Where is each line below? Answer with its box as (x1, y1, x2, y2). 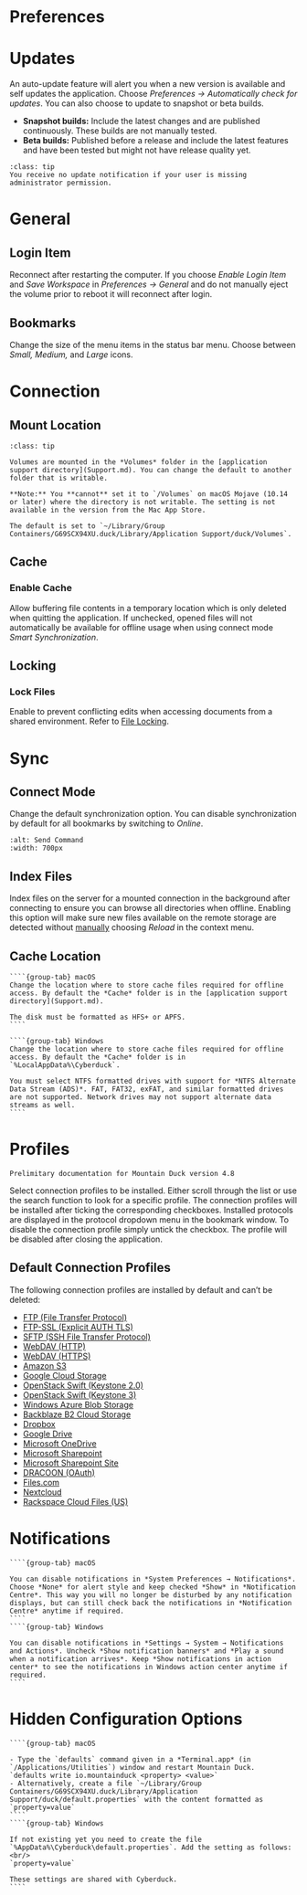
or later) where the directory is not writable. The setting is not (9, 497, 276, 506)
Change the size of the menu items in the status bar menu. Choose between (9, 339, 297, 350)
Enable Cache (9, 582, 73, 595)
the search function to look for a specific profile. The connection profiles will (9, 1194, 298, 1205)
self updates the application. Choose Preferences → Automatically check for (9, 89, 298, 100)
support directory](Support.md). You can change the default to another (9, 465, 292, 474)
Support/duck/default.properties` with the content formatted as (9, 1794, 263, 1804)
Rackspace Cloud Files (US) (22, 1496, 129, 1507)
